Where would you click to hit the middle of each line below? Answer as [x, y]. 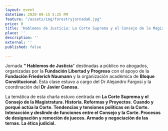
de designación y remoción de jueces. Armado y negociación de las [77, 117]
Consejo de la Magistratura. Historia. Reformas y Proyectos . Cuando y [79, 102]
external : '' [19, 42]
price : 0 [14, 24]
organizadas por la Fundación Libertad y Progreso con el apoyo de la [77, 71]
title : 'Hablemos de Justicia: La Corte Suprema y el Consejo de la [78, 28]
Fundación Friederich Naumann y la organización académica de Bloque [80, 76]
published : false [23, 47]
